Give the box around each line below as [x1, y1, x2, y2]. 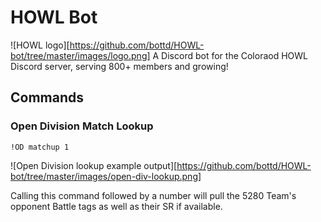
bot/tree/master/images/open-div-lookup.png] [10, 170, 202, 182]
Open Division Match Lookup [10, 119, 154, 133]
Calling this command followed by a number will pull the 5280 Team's [10, 189, 297, 201]
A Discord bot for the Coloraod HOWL [152, 49, 309, 61]
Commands [10, 89, 85, 106]
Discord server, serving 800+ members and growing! [10, 60, 229, 72]
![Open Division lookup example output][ [10, 159, 178, 171]
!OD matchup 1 [10, 142, 70, 152]
